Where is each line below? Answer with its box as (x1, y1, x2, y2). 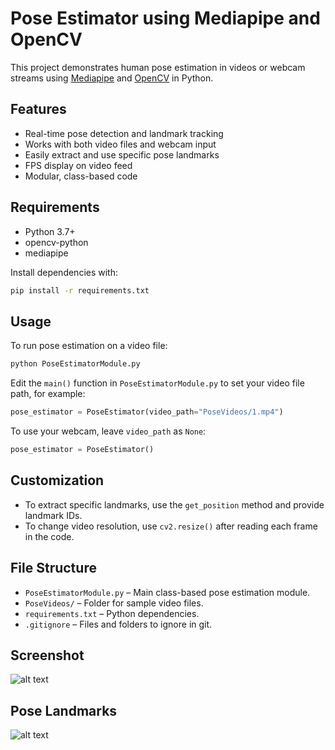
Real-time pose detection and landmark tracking (24, 127, 224, 139)
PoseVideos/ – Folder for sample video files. (24, 597, 204, 609)
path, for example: (10, 388, 86, 400)
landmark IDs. (24, 509, 83, 521)
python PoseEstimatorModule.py (10, 359, 141, 369)
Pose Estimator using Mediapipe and (10, 7, 321, 30)
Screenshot (10, 647, 85, 664)
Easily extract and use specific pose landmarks (24, 148, 220, 161)
